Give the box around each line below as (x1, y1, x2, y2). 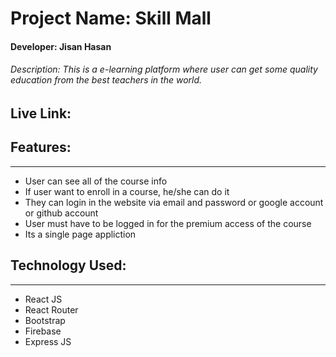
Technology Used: (10, 257, 127, 274)
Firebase (24, 325, 62, 337)
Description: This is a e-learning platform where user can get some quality (10, 63, 318, 76)
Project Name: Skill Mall (10, 7, 212, 30)
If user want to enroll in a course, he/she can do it (24, 185, 230, 197)
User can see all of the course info (24, 175, 168, 187)
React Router (24, 303, 79, 316)
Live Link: (10, 105, 72, 122)
